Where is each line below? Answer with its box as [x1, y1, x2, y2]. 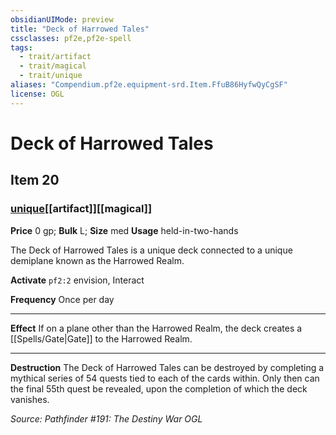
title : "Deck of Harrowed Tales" [10, 24, 150, 34]
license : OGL [10, 89, 65, 99]
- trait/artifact [19, 52, 92, 62]
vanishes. [10, 393, 50, 405]
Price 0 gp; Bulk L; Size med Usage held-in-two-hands [10, 224, 239, 236]
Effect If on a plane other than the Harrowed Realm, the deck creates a [10, 322, 303, 334]
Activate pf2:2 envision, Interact [10, 274, 145, 286]
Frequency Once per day [10, 293, 115, 305]
